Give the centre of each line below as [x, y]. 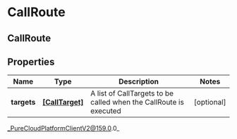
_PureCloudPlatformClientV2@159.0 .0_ [63, 128]
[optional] [210, 102]
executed [106, 111]
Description [139, 81]
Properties [31, 61]
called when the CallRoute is [138, 102]
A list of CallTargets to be [132, 93]
